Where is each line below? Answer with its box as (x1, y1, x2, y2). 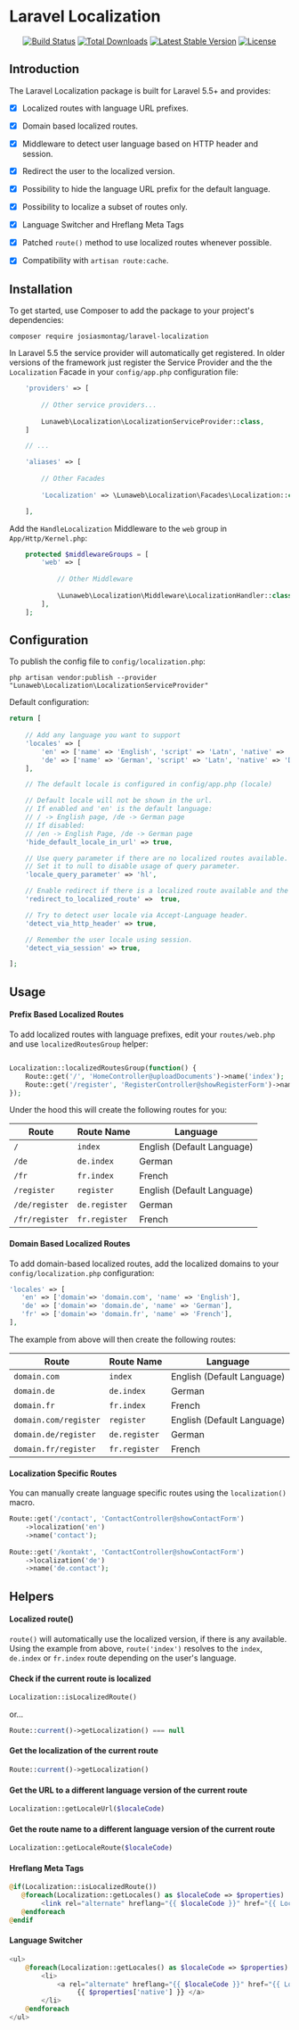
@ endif (9, 1916, 34, 1925)
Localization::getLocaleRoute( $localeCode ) (9, 1844, 174, 1852)
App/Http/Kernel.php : (9, 533, 88, 543)
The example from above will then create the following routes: (9, 1334, 237, 1345)
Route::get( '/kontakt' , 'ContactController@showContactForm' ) (9, 1547, 245, 1556)
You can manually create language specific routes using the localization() (9, 1487, 287, 1498)
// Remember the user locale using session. (25, 935, 193, 944)
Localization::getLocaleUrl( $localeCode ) (9, 1804, 166, 1813)
